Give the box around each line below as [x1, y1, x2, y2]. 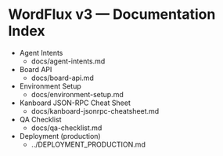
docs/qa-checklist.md [31, 123, 103, 132]
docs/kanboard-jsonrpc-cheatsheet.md [31, 106, 160, 115]
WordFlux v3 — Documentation [8, 5, 216, 24]
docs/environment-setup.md [31, 89, 124, 99]
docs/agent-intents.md [31, 56, 106, 66]
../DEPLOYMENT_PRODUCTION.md [31, 140, 146, 149]
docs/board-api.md [31, 73, 94, 82]
